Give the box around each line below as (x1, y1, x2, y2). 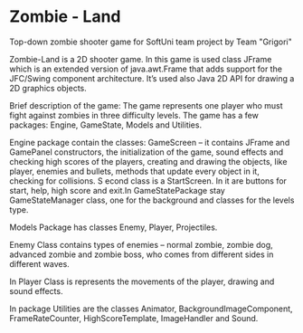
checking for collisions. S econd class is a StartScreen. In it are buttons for (9, 175, 288, 186)
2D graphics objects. (9, 82, 88, 93)
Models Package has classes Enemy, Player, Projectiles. (9, 222, 218, 233)
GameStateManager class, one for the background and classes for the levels (9, 195, 295, 205)
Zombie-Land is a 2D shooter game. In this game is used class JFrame (9, 53, 272, 64)
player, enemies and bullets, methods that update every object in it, (9, 166, 260, 176)
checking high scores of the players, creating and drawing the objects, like (9, 156, 288, 166)
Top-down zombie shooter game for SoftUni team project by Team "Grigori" (9, 36, 292, 47)
